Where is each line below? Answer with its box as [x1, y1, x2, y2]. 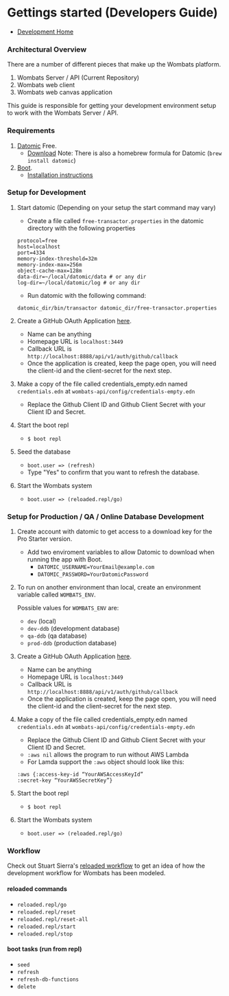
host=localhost [16, 243, 61, 250]
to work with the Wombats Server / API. [7, 108, 119, 117]
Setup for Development [7, 187, 86, 197]
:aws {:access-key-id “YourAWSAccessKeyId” [16, 771, 144, 778]
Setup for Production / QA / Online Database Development [7, 511, 204, 521]
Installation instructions [27, 170, 93, 179]
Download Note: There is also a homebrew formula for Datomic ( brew [27, 149, 222, 157]
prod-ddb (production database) [27, 639, 117, 647]
